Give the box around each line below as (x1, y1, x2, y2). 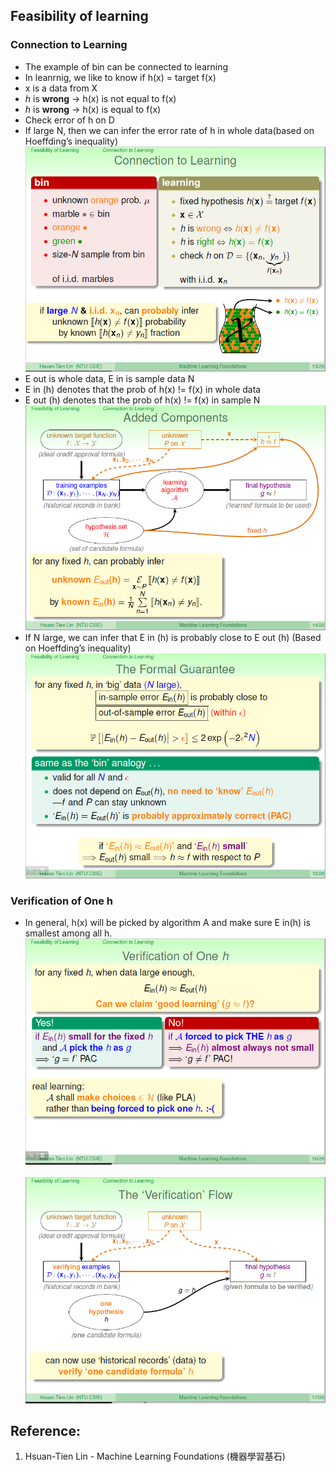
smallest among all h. (24, 927, 113, 939)
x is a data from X (24, 82, 98, 94)
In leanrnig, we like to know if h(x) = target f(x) (24, 71, 217, 83)
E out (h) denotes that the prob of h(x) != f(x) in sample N (24, 394, 261, 406)
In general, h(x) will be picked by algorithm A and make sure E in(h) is (24, 917, 311, 929)
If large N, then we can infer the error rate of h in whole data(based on (24, 124, 315, 136)
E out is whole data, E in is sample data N (24, 373, 195, 385)
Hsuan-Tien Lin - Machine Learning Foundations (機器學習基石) (24, 1450, 286, 1463)
